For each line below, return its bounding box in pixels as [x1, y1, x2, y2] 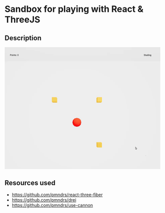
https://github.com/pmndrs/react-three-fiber [11, 192, 103, 198]
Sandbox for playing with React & [4, 3, 144, 15]
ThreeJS [4, 14, 41, 25]
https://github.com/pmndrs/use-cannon [11, 202, 93, 209]
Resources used [4, 178, 55, 187]
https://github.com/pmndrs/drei [11, 197, 77, 203]
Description [4, 34, 41, 42]
